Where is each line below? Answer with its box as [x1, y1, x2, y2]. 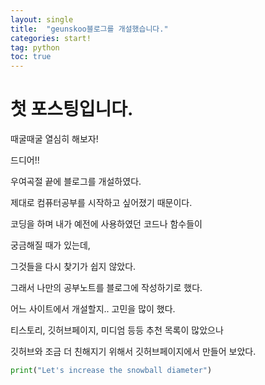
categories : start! [10, 33, 92, 43]
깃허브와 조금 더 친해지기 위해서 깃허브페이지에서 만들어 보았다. [10, 346, 257, 358]
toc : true [10, 52, 52, 62]
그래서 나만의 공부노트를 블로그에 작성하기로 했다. [10, 282, 203, 294]
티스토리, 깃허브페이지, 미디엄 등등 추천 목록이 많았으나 [10, 324, 224, 336]
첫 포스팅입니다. [10, 98, 134, 121]
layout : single [10, 14, 74, 25]
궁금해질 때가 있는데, [10, 239, 91, 251]
